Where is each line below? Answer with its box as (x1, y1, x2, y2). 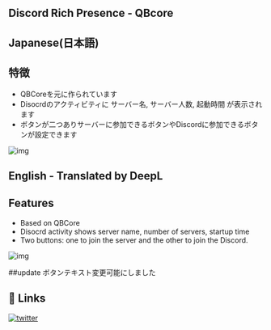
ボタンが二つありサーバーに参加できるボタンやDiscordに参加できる (19, 119, 244, 129)
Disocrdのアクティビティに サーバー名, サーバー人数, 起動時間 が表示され (19, 99, 263, 108)
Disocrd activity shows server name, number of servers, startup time (19, 226, 250, 236)
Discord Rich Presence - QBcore (8, 6, 174, 20)
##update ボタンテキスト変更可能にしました (8, 267, 156, 277)
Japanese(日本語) (8, 36, 100, 49)
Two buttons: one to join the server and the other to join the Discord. (19, 235, 248, 245)
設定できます (34, 129, 78, 139)
